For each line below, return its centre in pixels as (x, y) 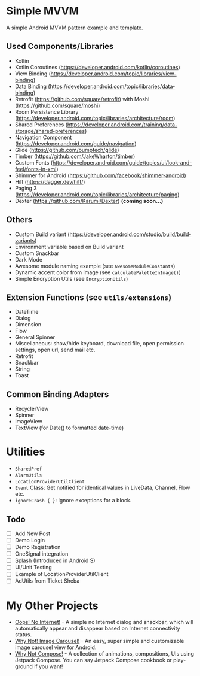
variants (25, 240)
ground (24, 666)
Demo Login (30, 540)
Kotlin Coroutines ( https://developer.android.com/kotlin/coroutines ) (97, 67)
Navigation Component (43, 137)
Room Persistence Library (47, 111)
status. (23, 635)
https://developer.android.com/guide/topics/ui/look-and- (122, 162)
